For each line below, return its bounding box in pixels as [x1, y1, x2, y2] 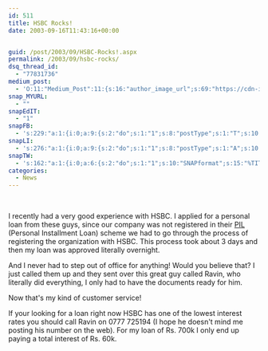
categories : [8, 167, 48, 175]
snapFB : [8, 122, 34, 130]
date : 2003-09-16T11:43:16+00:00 [8, 26, 120, 34]
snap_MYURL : [8, 93, 48, 101]
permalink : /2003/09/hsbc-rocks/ [8, 55, 120, 64]
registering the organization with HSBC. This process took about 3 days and [8, 237, 258, 246]
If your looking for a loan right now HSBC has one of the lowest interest [8, 309, 242, 318]
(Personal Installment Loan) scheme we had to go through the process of [8, 228, 249, 238]
